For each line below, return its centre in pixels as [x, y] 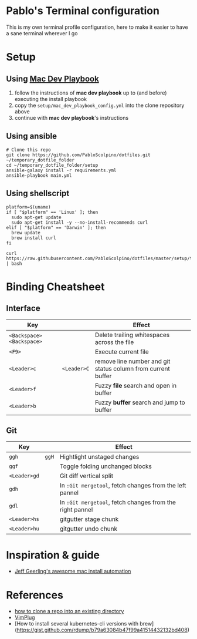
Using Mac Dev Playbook [53, 78]
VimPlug [25, 617]
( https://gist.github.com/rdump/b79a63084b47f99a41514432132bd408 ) [102, 630]
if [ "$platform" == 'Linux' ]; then [52, 212]
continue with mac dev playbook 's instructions [72, 117]
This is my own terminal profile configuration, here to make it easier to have [97, 27]
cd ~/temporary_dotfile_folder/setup [52, 165]
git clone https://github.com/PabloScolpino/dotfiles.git [78, 155]
